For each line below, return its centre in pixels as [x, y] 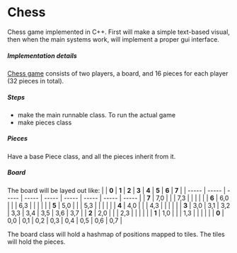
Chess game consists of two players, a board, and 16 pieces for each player [118, 73]
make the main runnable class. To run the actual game [96, 114]
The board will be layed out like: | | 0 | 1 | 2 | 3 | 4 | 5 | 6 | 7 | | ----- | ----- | [117, 190]
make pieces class [45, 122]
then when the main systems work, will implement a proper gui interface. [113, 39]
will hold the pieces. [36, 242]
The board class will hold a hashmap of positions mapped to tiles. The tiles [116, 234]
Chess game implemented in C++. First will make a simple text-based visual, [118, 32]
